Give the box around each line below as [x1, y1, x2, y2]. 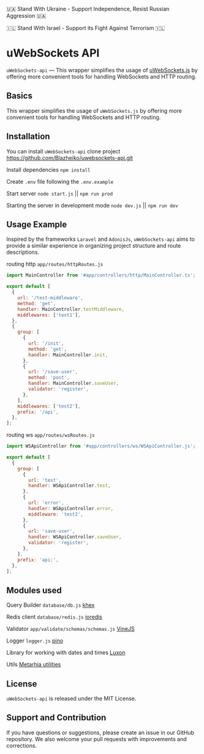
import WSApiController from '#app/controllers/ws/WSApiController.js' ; [6, 443, 196, 449]
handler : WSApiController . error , [28, 505, 114, 511]
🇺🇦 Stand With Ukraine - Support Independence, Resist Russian [6, 6, 170, 12]
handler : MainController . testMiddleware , [17, 306, 124, 312]
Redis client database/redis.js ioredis [6, 613, 102, 621]
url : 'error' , [28, 500, 64, 506]
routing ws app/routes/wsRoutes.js [6, 432, 95, 439]
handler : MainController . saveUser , [28, 380, 119, 387]
